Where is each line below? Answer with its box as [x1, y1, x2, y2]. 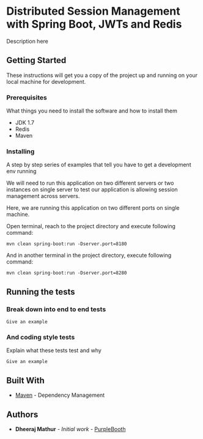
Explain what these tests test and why [6, 347, 102, 354]
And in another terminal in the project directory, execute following [6, 252, 172, 259]
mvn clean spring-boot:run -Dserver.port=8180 [6, 241, 127, 247]
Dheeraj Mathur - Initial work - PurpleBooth [15, 425, 126, 432]
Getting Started [6, 55, 67, 65]
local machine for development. [6, 78, 86, 85]
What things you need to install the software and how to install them [6, 107, 177, 114]
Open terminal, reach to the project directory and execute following [6, 223, 175, 230]
